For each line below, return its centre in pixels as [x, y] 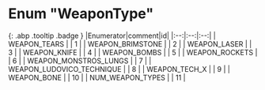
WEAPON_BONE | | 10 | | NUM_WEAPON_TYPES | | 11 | [97, 77]
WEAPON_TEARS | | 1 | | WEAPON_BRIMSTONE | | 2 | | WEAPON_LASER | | [130, 43]
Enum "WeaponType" [81, 14]
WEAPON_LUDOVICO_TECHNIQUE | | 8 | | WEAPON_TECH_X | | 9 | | [119, 69]
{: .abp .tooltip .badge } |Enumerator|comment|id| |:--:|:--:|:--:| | [112, 36]
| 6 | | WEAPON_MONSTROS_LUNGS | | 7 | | [80, 61]
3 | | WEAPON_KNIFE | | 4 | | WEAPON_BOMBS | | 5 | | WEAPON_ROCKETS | [133, 52]
